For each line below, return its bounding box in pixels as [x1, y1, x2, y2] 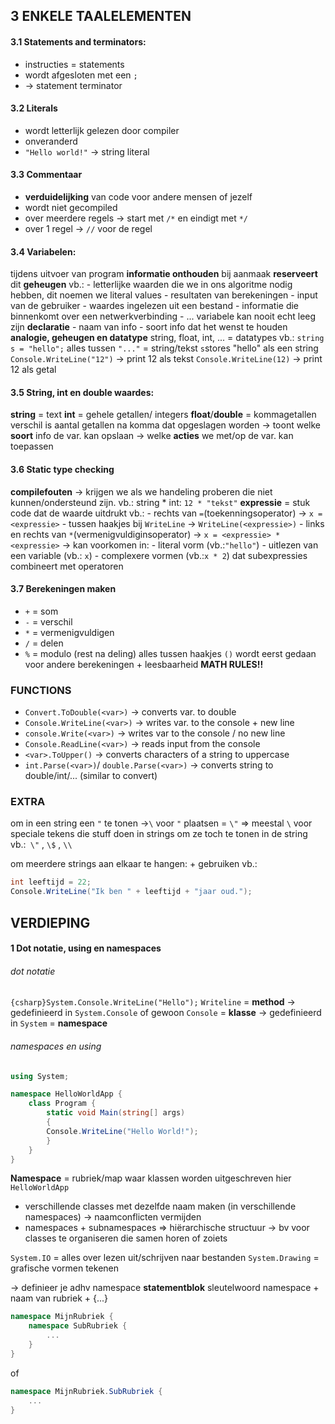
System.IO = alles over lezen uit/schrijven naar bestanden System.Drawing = [10, 1252, 320, 1264]
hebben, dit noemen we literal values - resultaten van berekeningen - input [10, 289, 318, 301]
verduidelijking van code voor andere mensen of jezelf [24, 191, 253, 203]
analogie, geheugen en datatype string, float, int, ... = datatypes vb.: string [10, 332, 325, 344]
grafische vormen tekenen [10, 1262, 120, 1274]
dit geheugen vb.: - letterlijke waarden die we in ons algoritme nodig [10, 279, 293, 291]
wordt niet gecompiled [24, 202, 118, 213]
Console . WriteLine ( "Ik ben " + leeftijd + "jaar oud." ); [10, 887, 253, 897]
